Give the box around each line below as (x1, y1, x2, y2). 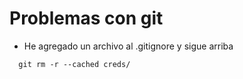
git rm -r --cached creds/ (18, 59, 131, 69)
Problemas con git (9, 7, 164, 30)
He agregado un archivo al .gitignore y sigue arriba (23, 40, 234, 52)
